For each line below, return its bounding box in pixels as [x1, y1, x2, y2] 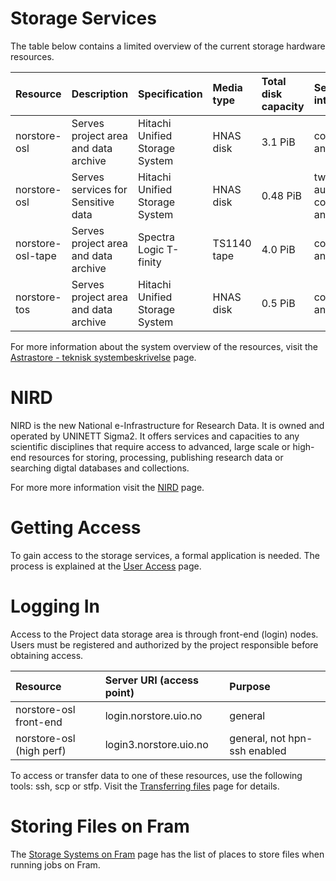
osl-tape [15, 248, 57, 262]
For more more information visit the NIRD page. [10, 481, 205, 493]
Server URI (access [104, 673, 199, 687]
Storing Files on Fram [10, 815, 190, 837]
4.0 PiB [261, 242, 296, 256]
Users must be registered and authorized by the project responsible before [10, 638, 319, 651]
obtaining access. [10, 649, 84, 661]
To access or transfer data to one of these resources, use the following [10, 769, 303, 781]
